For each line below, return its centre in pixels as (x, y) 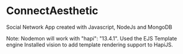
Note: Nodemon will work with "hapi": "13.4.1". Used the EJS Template (91, 38)
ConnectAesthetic (52, 11)
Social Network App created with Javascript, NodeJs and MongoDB (89, 27)
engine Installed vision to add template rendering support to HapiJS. (90, 45)
